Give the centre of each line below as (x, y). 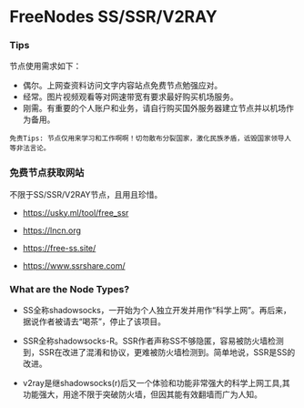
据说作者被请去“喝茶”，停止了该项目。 (94, 321)
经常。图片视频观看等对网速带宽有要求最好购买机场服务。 (130, 97)
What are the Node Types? (70, 289)
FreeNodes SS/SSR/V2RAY (113, 17)
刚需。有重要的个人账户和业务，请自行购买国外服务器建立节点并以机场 (154, 108)
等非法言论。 (30, 148)
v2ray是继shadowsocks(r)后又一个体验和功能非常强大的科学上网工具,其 (157, 383)
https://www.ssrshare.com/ (74, 265)
